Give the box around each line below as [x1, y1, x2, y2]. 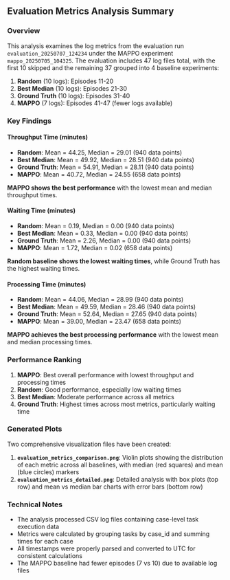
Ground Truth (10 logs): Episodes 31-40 [16, 91, 130, 100]
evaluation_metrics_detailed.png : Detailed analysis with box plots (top [16, 475, 218, 483]
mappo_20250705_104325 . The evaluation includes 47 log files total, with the [7, 56, 216, 65]
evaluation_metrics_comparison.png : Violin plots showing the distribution [16, 453, 224, 461]
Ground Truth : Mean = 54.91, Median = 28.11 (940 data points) [16, 163, 194, 171]
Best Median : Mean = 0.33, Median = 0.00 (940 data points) [16, 230, 189, 238]
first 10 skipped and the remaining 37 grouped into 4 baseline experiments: [7, 63, 220, 71]
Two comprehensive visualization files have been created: [7, 440, 172, 448]
